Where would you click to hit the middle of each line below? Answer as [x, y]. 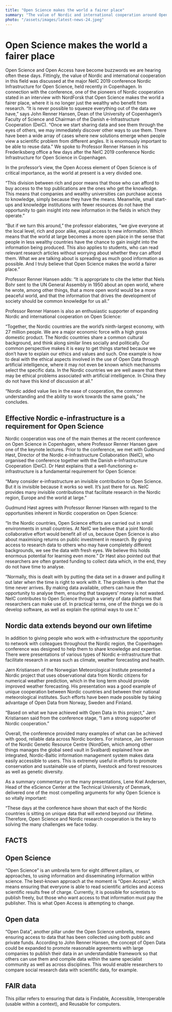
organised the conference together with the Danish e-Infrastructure [76, 461]
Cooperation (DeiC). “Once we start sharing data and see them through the [84, 125]
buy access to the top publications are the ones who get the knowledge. [81, 189]
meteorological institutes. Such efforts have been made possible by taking [83, 697]
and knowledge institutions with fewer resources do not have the [83, 205]
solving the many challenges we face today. [52, 824]
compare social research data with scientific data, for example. [72, 970]
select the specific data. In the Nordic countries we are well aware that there [86, 370]
